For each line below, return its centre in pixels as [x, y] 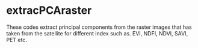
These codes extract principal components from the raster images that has [99, 27]
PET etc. [17, 40]
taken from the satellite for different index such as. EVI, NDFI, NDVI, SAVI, [97, 33]
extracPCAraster [49, 10]
